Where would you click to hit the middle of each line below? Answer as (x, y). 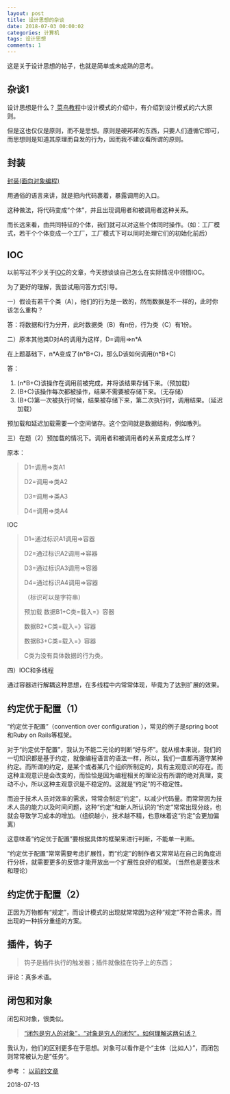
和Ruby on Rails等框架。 (41, 735)
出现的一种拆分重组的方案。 (46, 921)
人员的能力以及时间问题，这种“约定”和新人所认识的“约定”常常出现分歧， (114, 807)
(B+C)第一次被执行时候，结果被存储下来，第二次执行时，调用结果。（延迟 (120, 400)
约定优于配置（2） (46, 894)
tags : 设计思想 (27, 39)
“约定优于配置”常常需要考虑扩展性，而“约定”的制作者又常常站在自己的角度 (111, 854)
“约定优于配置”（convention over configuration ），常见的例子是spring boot (113, 727)
